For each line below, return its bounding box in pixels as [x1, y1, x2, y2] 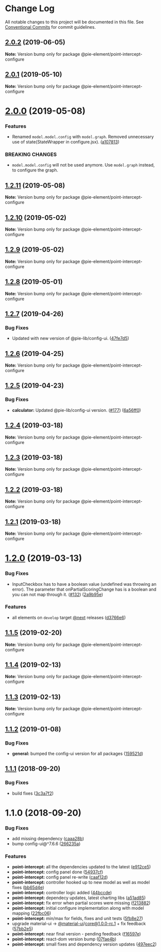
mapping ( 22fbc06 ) [12, 910, 51, 916]
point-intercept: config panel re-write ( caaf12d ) [12, 874, 108, 880]
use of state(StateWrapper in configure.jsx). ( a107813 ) [12, 139, 119, 145]
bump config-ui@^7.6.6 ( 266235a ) [12, 841, 81, 847]
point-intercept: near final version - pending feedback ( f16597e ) [12, 931, 141, 937]
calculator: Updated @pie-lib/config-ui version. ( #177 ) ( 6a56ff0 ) [12, 407, 141, 413]
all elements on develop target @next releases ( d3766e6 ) [12, 614, 126, 620]
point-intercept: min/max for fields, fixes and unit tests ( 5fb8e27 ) [12, 916, 144, 921]
